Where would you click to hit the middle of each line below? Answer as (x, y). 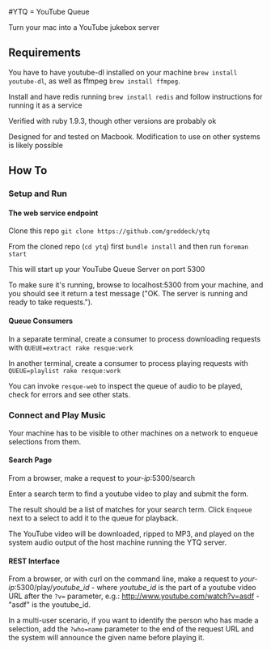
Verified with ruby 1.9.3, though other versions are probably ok (112, 121)
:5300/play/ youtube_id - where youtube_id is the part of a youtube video (135, 588)
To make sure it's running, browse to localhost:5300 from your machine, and (136, 285)
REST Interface (34, 561)
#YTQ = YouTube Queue (49, 12)
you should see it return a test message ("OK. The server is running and (128, 294)
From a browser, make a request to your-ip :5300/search (102, 478)
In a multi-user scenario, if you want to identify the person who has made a (133, 620)
